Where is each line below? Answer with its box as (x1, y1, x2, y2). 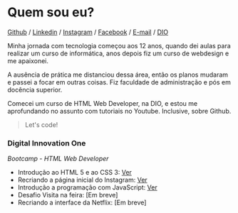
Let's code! (24, 120, 58, 129)
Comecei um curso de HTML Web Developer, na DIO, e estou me (7, 99, 198, 107)
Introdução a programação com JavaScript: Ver (17, 183, 158, 192)
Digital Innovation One (7, 138, 86, 148)
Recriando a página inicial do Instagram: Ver (17, 175, 148, 185)
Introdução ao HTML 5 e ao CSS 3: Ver (17, 168, 132, 177)
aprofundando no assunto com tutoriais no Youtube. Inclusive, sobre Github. (7, 106, 232, 115)
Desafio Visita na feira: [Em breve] (17, 191, 118, 200)
